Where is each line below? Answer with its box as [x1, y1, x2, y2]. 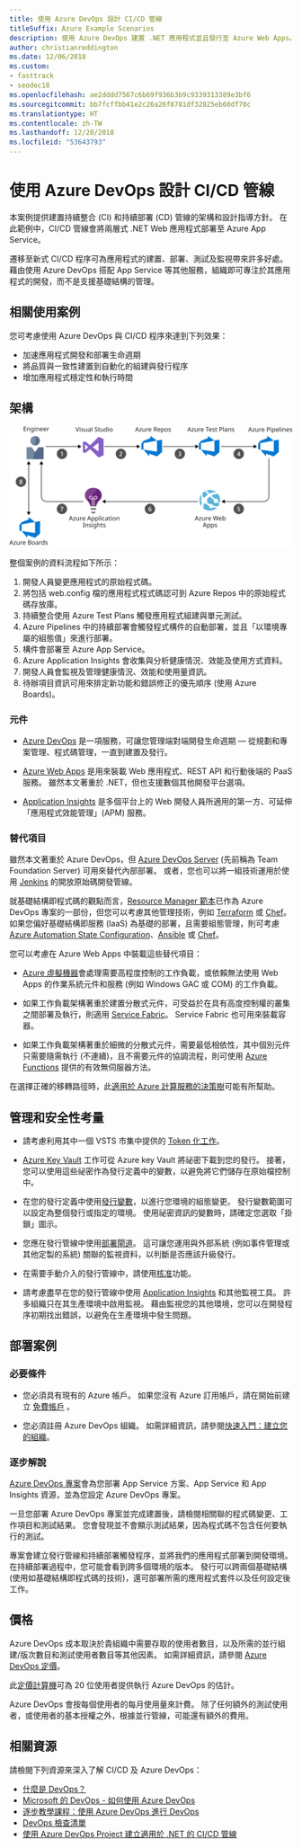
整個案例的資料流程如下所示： [9, 557, 120, 568]
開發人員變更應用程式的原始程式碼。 [22, 576, 157, 587]
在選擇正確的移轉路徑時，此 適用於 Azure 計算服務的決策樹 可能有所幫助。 [9, 1081, 280, 1092]
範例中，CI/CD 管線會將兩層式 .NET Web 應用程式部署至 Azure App [16, 223, 267, 234]
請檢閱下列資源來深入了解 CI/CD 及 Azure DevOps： [9, 1764, 202, 1775]
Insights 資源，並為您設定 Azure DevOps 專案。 [9, 1489, 186, 1500]
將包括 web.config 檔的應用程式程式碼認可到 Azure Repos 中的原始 [22, 587, 271, 598]
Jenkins [19, 876, 49, 887]
